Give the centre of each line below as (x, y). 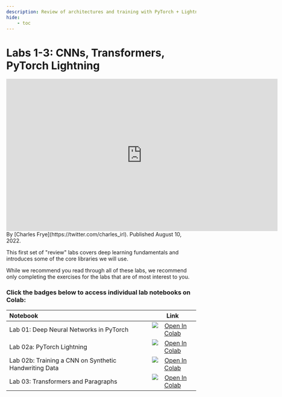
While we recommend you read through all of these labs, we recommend (96, 271)
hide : (13, 17)
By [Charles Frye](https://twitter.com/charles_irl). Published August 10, (94, 235)
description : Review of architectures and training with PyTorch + (93, 12)
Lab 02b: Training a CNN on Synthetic (63, 360)
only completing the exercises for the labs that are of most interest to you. (98, 277)
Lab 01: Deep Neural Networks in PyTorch (69, 330)
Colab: (16, 300)
